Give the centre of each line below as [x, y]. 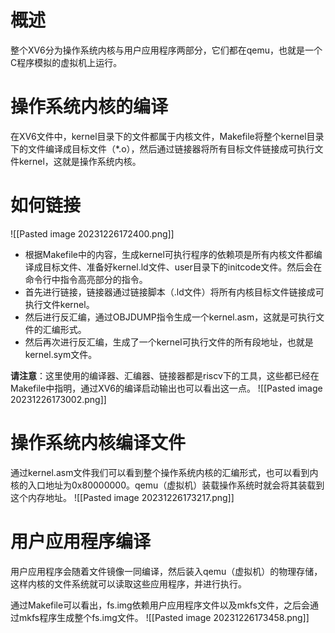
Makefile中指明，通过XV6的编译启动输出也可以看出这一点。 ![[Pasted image [166, 388]
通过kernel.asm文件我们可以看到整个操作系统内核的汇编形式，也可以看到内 [164, 472]
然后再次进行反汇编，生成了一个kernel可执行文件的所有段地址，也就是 [169, 342]
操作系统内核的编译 [89, 107]
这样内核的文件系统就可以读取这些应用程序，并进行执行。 [128, 583]
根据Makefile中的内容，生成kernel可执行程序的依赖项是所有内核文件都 [169, 254]
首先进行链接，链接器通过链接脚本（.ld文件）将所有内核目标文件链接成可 [174, 292]
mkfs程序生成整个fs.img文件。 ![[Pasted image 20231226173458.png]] [164, 617]
